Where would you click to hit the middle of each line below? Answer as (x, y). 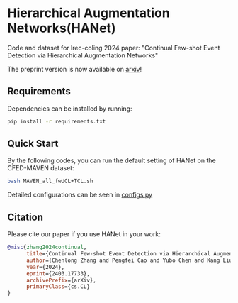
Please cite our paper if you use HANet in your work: (84, 234)
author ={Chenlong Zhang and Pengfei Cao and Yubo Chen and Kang (123, 260)
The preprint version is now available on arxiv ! (75, 69)
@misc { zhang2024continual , (47, 247)
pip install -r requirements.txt (57, 121)
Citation (25, 217)
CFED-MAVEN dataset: (41, 168)
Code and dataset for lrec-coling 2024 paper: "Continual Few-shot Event (114, 48)
